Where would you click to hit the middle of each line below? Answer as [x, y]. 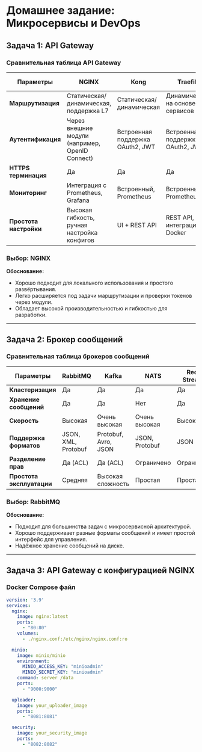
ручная [77, 225]
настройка [82, 232]
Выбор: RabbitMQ [33, 502]
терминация [28, 175]
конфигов [81, 240]
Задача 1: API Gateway [50, 45]
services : [19, 605]
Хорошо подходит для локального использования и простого [94, 283]
